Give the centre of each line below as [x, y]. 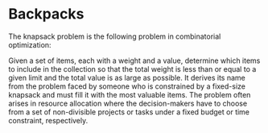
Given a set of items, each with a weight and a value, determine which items [134, 60]
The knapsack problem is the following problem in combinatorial [115, 36]
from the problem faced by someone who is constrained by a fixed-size [127, 86]
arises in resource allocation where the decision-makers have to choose [128, 103]
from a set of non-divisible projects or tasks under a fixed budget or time [129, 112]
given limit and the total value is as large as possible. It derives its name [127, 77]
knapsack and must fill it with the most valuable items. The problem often [130, 94]
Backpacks [46, 14]
